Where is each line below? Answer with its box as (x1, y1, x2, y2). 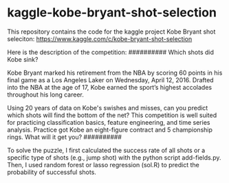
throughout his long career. (7, 90, 84, 99)
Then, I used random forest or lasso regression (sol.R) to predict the (7, 160, 199, 169)
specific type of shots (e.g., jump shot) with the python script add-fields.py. (7, 153, 221, 162)
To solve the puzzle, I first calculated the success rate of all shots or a (7, 146, 206, 154)
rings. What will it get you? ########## (7, 132, 122, 141)
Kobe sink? (7, 55, 39, 63)
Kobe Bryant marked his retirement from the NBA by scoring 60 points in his (7, 69, 223, 77)
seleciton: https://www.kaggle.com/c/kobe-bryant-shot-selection (7, 34, 193, 42)
